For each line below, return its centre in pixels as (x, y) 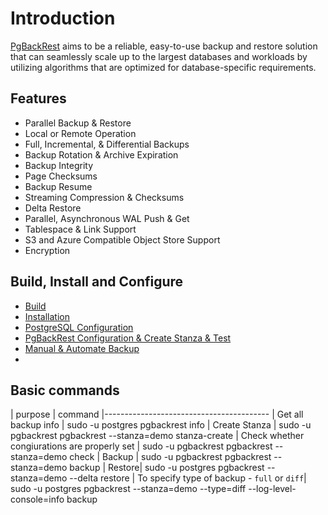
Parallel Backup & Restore (78, 123)
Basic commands (65, 390)
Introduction (63, 18)
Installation (47, 316)
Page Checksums (61, 176)
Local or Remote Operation (80, 133)
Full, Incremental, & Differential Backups (107, 144)
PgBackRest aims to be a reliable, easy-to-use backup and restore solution (164, 46)
